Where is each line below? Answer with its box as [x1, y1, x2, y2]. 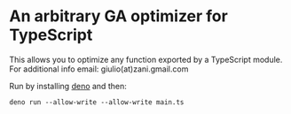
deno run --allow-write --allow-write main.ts [9, 97, 185, 107]
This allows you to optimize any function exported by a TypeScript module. [9, 54, 283, 65]
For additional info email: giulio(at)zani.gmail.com [9, 64, 189, 74]
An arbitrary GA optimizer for [9, 6, 228, 27]
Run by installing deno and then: [9, 80, 127, 91]
